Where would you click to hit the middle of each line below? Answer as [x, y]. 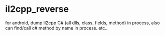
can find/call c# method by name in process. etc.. [56, 28]
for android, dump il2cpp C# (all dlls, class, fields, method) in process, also [82, 23]
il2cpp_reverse [37, 9]
